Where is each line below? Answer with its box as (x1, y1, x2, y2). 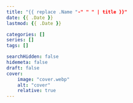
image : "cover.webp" (17, 76, 70, 82)
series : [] (6, 37, 34, 43)
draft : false (6, 65, 40, 71)
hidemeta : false (6, 59, 48, 65)
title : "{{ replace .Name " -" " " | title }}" (6, 9, 127, 15)
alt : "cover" (17, 82, 51, 88)
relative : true (17, 88, 56, 94)
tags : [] (6, 43, 29, 49)
